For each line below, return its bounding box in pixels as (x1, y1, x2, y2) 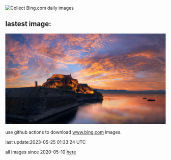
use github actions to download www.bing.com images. (5, 129, 122, 135)
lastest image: (5, 19, 51, 28)
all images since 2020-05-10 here (5, 149, 76, 155)
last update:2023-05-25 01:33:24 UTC (5, 139, 86, 145)
